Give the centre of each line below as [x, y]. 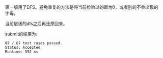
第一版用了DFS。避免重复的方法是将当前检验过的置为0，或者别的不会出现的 [82, 7]
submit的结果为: [21, 34]
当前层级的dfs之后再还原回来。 [36, 24]
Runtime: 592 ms [22, 52]
